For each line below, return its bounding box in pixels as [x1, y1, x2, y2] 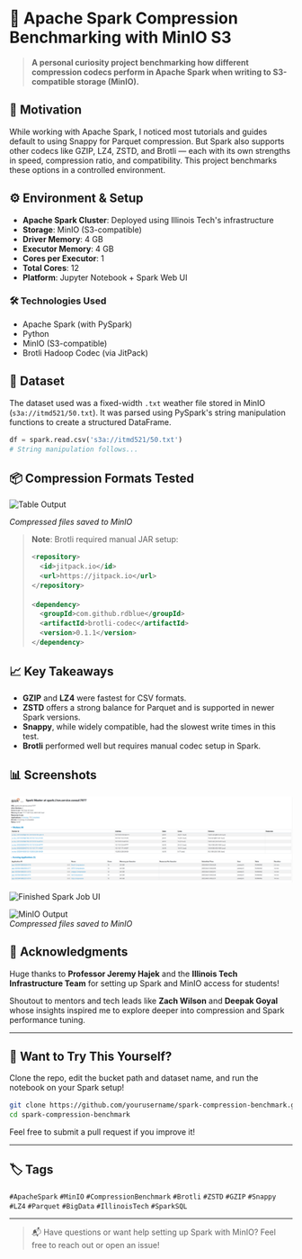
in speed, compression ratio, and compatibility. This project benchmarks [9, 155, 277, 166]
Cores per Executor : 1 [22, 252, 105, 264]
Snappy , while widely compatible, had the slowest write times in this [22, 720, 276, 732]
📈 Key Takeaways [9, 664, 114, 679]
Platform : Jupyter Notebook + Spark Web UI [22, 272, 188, 283]
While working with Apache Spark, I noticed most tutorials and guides [9, 126, 268, 137]
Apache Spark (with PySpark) [22, 319, 133, 330]
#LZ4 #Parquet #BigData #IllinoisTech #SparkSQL [9, 1201, 188, 1210]
